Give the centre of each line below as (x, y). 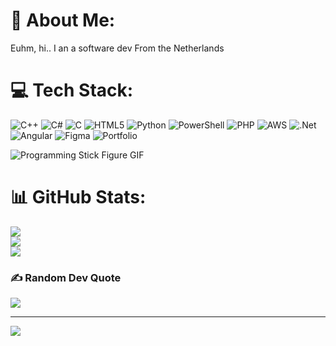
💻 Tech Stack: (72, 90)
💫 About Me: (63, 20)
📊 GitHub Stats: (78, 197)
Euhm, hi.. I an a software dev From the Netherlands (117, 48)
